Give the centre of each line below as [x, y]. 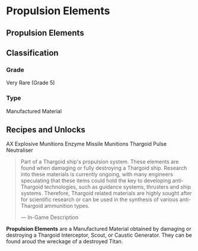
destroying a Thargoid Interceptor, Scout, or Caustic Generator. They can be [99, 235]
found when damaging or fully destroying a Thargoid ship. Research [104, 168]
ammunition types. [67, 206]
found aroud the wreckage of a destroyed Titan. [65, 242]
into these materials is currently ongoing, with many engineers [97, 174]
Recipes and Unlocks [46, 130]
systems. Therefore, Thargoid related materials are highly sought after [106, 193]
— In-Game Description [49, 217]
